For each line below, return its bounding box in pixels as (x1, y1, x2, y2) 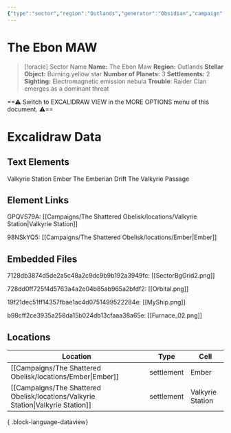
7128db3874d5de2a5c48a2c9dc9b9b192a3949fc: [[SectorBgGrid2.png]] (7, 271, 215, 280)
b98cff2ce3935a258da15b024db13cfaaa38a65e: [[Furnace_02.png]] (7, 311, 203, 320)
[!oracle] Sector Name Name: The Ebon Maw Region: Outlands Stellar (23, 63, 224, 71)
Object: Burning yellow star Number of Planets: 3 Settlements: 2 (23, 69, 210, 78)
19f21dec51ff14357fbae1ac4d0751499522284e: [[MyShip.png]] (7, 298, 186, 307)
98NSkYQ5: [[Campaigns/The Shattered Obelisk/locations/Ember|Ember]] (7, 233, 217, 241)
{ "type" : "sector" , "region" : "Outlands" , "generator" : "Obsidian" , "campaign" (7, 10, 223, 17)
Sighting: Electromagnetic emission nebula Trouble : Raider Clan (23, 77, 207, 85)
